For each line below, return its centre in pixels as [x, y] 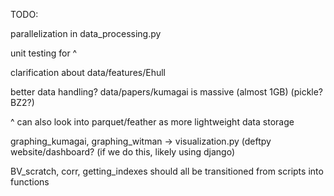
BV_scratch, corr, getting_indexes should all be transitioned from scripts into [167, 171]
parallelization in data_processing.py [86, 33]
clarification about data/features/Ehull [88, 72]
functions [30, 182]
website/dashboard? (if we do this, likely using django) [123, 152]
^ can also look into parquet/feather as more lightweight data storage [152, 122]
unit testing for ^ [44, 53]
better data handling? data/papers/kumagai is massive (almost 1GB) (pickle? [167, 92]
